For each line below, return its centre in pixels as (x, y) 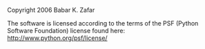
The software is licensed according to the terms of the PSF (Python (103, 23)
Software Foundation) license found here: (66, 31)
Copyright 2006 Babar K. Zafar (51, 10)
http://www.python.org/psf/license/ (58, 38)
